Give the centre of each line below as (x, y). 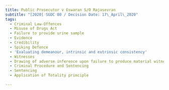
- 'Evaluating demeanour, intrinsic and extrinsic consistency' (78, 52)
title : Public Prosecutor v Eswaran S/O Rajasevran (60, 10)
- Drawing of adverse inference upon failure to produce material (81, 61)
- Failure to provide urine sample (47, 33)
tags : (11, 19)
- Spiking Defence (29, 47)
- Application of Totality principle (49, 75)
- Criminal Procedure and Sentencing (49, 66)
